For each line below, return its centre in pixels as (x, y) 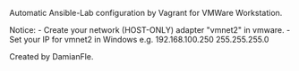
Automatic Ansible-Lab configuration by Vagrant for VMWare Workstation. (146, 13)
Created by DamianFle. (51, 56)
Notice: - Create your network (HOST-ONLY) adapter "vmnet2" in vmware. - (150, 30)
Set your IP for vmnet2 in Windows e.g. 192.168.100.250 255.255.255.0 (139, 39)
